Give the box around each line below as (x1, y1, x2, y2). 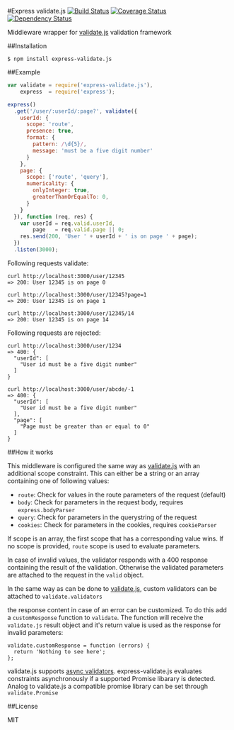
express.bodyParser (17, 507, 76, 514)
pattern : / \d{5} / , (33, 140, 87, 148)
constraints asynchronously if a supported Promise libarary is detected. (7, 674, 216, 682)
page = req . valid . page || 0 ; (33, 226, 125, 233)
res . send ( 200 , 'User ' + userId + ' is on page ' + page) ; (20, 233, 198, 240)
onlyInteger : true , (33, 187, 90, 194)
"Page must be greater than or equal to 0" (20, 423, 151, 430)
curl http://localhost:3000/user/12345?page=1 (7, 291, 147, 298)
